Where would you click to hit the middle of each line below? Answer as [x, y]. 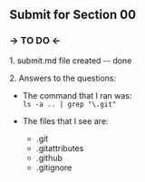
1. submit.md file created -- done [71, 60]
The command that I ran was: [77, 95]
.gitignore [54, 168]
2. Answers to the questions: [63, 78]
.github [49, 158]
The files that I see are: [65, 120]
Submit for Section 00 [73, 15]
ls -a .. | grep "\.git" [69, 104]
